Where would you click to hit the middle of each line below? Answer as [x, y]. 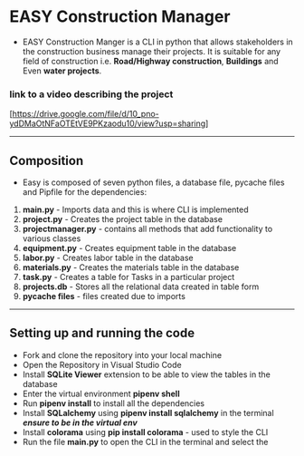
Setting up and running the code [102, 333]
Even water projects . [62, 71]
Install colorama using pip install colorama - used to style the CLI [145, 432]
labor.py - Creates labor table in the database [108, 258]
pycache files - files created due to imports [104, 296]
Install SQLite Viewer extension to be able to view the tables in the [147, 374]
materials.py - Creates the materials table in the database [131, 267]
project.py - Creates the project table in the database [123, 219]
